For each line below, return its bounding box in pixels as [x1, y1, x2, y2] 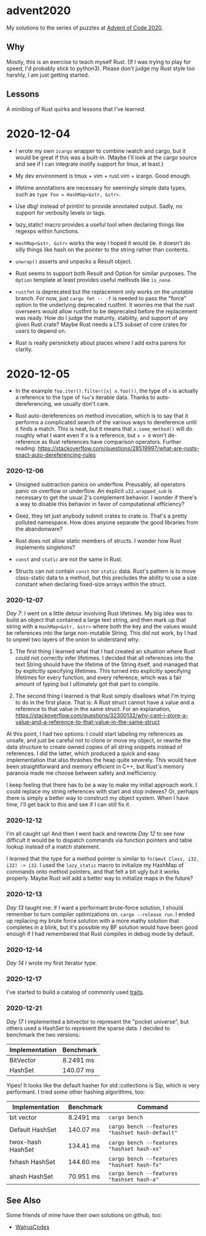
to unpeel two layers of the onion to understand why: [6, 636, 140, 643]
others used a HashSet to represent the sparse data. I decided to [6, 1024, 170, 1032]
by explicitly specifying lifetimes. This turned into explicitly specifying [15, 667, 191, 675]
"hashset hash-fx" [108, 1161, 162, 1168]
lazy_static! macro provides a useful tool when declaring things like [15, 220, 185, 228]
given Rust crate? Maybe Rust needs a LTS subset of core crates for [15, 321, 188, 328]
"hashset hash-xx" [108, 1145, 162, 1152]
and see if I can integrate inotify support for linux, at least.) [15, 160, 164, 168]
